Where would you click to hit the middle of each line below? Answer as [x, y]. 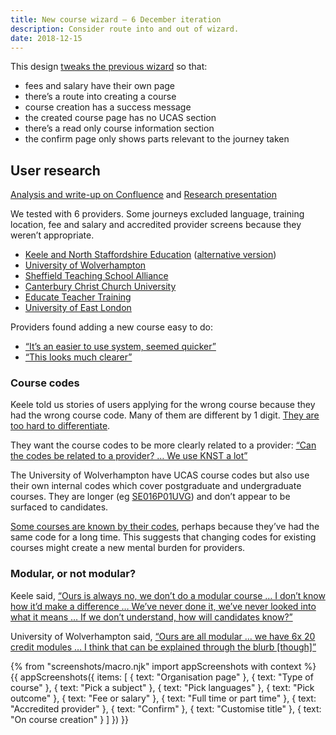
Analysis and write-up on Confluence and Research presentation [144, 195]
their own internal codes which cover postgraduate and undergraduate [156, 486]
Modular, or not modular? [73, 574]
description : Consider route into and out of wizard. [125, 29]
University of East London [78, 308]
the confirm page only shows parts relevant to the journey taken [157, 139]
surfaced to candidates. [59, 507]
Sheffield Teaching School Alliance [96, 276]
